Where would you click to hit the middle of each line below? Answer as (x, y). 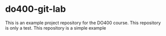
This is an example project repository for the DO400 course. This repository (83, 23)
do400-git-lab (36, 9)
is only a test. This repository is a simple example (56, 28)
